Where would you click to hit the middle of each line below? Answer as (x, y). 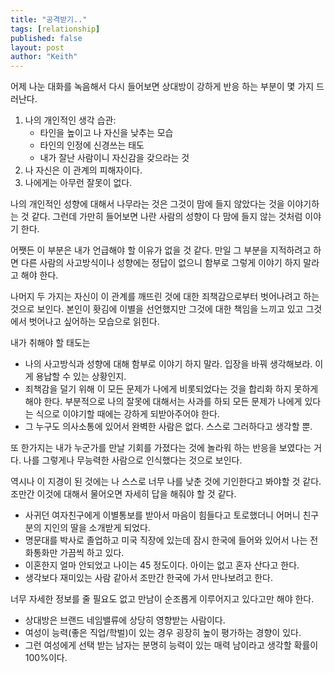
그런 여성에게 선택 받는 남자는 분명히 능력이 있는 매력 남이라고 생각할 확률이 (171, 645)
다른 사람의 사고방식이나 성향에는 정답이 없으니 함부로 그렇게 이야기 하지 (161, 263)
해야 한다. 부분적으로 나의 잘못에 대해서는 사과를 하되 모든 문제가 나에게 (163, 402)
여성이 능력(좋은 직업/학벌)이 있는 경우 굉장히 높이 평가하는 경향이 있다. (163, 633)
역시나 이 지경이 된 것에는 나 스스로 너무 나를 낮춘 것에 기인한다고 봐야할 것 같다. (166, 482)
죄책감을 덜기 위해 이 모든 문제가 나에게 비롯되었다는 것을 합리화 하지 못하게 (171, 389)
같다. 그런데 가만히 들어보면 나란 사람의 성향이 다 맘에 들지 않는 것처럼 (167, 217)
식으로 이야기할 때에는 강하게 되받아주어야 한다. (127, 414)
